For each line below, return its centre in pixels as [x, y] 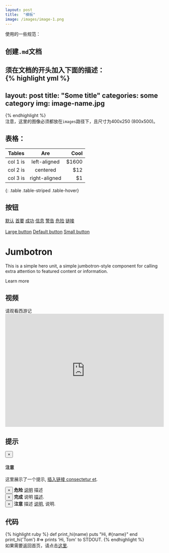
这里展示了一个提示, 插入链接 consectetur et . [52, 479]
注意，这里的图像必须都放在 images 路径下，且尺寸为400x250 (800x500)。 [82, 121]
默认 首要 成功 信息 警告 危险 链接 [40, 220]
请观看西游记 [18, 311]
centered [46, 170]
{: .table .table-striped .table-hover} [42, 190]
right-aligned [45, 178]
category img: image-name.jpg [55, 103]
